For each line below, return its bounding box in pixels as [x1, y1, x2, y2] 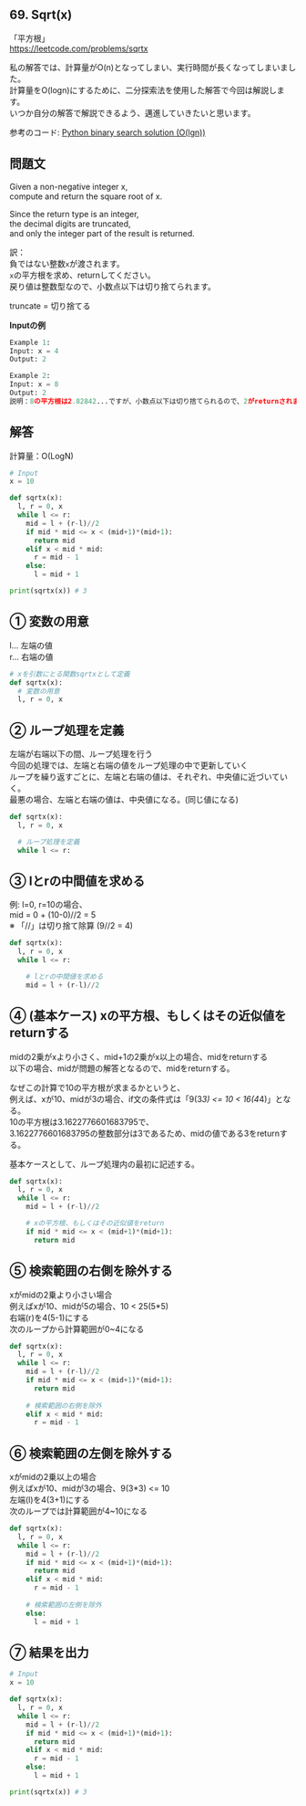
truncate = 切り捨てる [9, 300, 91, 311]
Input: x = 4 [9, 346, 59, 355]
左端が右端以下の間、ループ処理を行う [9, 749, 153, 760]
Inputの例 [9, 320, 46, 331]
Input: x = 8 [9, 380, 59, 389]
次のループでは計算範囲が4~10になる [9, 1506, 148, 1517]
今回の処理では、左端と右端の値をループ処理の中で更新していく [9, 760, 249, 771]
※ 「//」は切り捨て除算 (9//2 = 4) [9, 920, 134, 931]
